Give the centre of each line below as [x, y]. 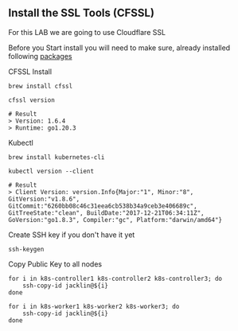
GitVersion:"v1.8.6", [44, 199]
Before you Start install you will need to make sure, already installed [119, 48]
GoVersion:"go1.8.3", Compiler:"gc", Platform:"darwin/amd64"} [115, 220]
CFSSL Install [30, 72]
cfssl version [32, 100]
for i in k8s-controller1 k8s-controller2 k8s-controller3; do [115, 278]
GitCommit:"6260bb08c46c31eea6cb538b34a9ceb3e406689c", [103, 206]
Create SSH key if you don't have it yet [72, 235]
